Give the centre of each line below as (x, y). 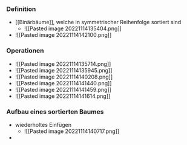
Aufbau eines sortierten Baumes (55, 112)
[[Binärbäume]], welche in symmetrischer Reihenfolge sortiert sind (98, 22)
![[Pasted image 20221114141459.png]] (63, 89)
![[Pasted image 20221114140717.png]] (72, 131)
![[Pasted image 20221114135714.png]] (63, 64)
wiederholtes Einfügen (43, 124)
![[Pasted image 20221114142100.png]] (63, 35)
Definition (21, 9)
